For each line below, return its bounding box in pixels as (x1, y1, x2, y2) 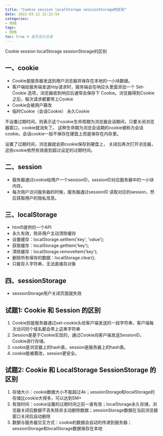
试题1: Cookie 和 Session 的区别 (5, 306, 101, 314)
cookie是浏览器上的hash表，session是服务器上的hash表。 (12, 344, 129, 350)
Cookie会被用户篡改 (12, 102, 52, 108)
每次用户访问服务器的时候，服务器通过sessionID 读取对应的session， (12, 189, 150, 195)
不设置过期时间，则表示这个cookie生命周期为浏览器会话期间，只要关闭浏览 (5, 118, 155, 124)
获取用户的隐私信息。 (16, 195, 59, 201)
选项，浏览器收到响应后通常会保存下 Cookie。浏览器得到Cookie (27, 90, 155, 95)
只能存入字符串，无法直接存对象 (12, 261, 76, 267)
